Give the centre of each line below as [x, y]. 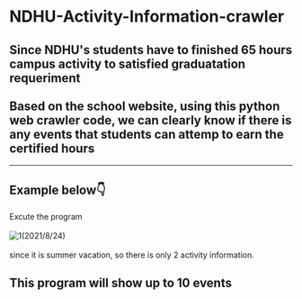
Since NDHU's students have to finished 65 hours [151, 50]
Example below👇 [58, 190]
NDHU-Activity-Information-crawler [147, 17]
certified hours [52, 148]
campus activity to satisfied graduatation [127, 63]
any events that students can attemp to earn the [147, 134]
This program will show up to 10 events [120, 283]
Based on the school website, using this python [145, 106]
